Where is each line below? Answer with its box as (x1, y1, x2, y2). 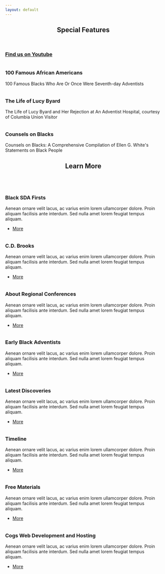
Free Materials (5, 483, 41, 490)
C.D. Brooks (5, 242, 35, 249)
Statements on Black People (5, 147, 63, 153)
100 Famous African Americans (5, 69, 83, 76)
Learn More (65, 162, 102, 170)
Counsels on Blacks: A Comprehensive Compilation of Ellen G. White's (5, 142, 149, 148)
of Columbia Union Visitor (5, 114, 58, 120)
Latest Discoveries (5, 387, 51, 394)
